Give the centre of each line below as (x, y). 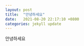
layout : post (19, 10)
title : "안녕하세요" (25, 14)
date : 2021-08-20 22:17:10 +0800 (42, 19)
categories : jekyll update (33, 24)
